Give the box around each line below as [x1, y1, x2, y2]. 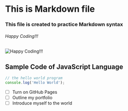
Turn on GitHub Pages [12, 89, 58, 95]
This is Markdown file [5, 3, 95, 15]
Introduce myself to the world [12, 100, 72, 106]
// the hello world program [5, 76, 63, 81]
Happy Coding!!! [5, 33, 38, 39]
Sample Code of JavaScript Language [5, 62, 124, 71]
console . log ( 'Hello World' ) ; [5, 80, 65, 85]
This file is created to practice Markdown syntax [5, 21, 123, 28]
